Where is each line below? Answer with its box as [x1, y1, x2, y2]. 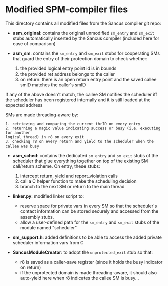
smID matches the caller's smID [20, 82, 86, 88]
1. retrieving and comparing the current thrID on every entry [5, 121, 141, 126]
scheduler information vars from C [12, 239, 84, 245]
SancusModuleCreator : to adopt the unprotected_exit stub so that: [12, 249, 153, 255]
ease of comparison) [12, 40, 56, 46]
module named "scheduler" [20, 224, 77, 230]
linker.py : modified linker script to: [12, 193, 85, 199]
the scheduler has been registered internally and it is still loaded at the [5, 97, 151, 103]
